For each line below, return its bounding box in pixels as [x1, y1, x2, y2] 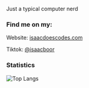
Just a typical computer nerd [6, 5, 79, 12]
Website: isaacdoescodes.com [6, 34, 83, 41]
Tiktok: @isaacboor [6, 46, 55, 53]
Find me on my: [6, 20, 53, 29]
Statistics [6, 61, 35, 69]
